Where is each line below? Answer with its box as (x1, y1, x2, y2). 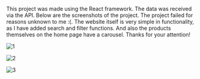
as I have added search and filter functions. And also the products (6, 24, 172, 32)
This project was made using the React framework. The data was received (6, 5, 192, 12)
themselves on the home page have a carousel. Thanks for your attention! (6, 31, 191, 38)
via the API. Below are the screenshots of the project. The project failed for (6, 12, 193, 19)
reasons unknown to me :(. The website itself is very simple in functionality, (6, 18, 195, 25)
